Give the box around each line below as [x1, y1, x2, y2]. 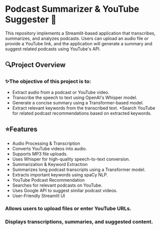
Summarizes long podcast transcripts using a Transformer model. [12, 166, 146, 173]
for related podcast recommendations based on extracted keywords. [12, 110, 152, 116]
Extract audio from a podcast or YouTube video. [12, 89, 110, 95]
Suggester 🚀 [5, 14, 57, 25]
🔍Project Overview [5, 61, 66, 69]
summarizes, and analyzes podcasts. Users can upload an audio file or [5, 35, 149, 41]
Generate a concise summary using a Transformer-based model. [12, 99, 144, 105]
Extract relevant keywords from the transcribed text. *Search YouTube [12, 105, 156, 111]
